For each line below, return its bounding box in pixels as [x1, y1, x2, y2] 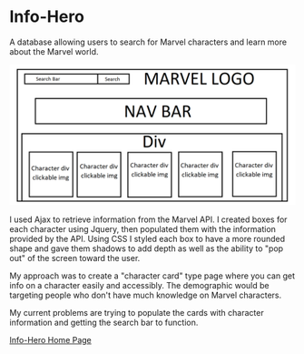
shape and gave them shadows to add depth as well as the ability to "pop [9, 243, 284, 254]
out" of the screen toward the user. [9, 253, 141, 264]
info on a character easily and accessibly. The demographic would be [9, 280, 270, 291]
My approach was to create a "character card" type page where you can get [9, 270, 296, 281]
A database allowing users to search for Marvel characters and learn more [9, 36, 288, 47]
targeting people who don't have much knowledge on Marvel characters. [9, 289, 282, 301]
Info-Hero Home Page [9, 335, 93, 346]
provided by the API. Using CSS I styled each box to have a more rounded [9, 234, 286, 245]
